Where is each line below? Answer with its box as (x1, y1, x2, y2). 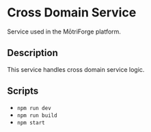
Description (7, 47, 58, 59)
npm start (16, 119, 46, 126)
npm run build (16, 111, 57, 119)
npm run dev (16, 105, 51, 111)
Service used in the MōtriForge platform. (7, 27, 122, 36)
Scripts (7, 85, 39, 97)
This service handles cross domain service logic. (7, 65, 145, 73)
